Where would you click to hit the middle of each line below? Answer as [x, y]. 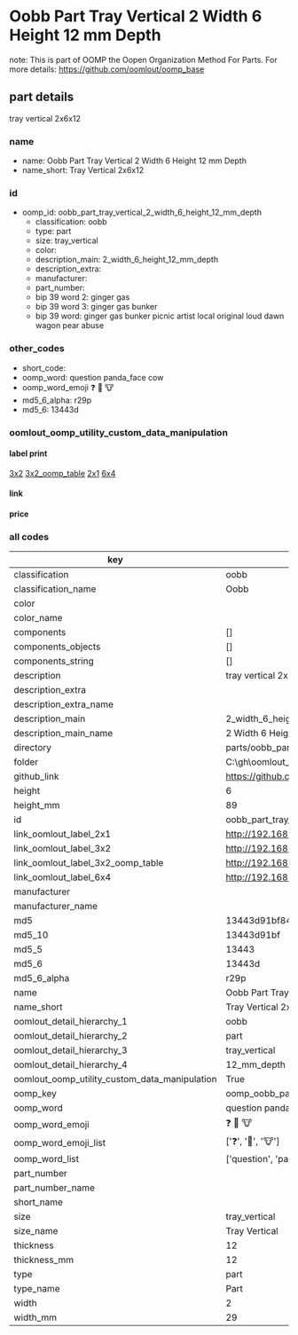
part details [42, 97]
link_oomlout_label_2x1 [63, 834]
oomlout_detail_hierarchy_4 [71, 1064]
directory [32, 748]
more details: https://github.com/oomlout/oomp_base [107, 69]
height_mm [37, 805]
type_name [37, 1289]
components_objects [57, 647]
